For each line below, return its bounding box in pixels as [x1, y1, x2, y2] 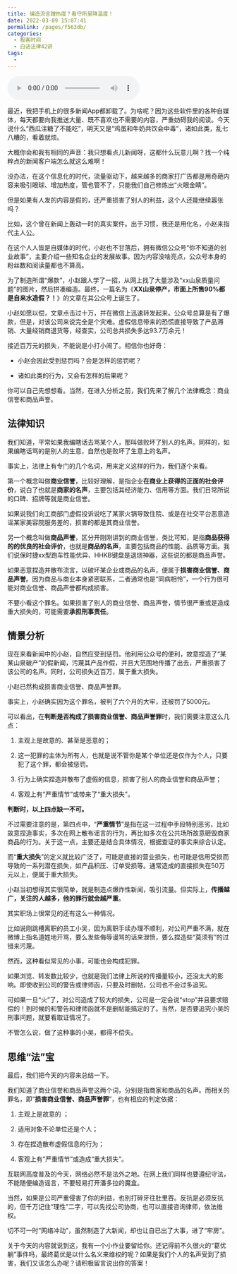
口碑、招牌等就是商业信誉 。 [13, 494, 94, 503]
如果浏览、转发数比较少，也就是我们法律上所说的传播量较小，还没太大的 [7, 972, 217, 980]
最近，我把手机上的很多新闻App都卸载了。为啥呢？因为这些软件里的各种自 [7, 107, 224, 115]
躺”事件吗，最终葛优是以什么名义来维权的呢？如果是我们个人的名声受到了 [7, 1250, 221, 1258]
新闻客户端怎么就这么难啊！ [25, 157, 107, 165]
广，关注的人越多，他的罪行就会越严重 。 [7, 894, 125, 903]
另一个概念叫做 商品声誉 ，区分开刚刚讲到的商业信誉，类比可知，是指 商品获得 [7, 533, 230, 541]
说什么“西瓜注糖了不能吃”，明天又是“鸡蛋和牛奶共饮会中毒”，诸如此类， [7, 124, 217, 133]
